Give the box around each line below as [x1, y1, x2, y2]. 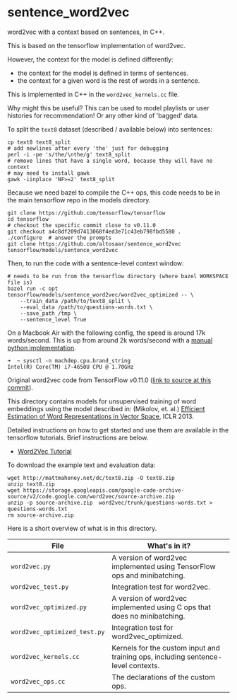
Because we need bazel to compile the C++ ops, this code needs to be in [7, 188, 221, 197]
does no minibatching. [111, 611, 186, 621]
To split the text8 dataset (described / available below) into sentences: [7, 125, 213, 133]
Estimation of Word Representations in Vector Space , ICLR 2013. [7, 412, 194, 420]
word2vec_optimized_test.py [11, 628, 105, 636]
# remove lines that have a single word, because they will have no [7, 157, 213, 164]
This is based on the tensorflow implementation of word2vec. [7, 41, 186, 50]
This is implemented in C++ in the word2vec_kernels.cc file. [7, 90, 180, 98]
